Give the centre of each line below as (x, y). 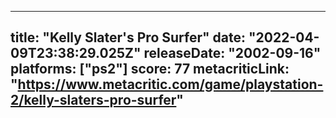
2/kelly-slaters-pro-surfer (93, 100)
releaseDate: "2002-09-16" (232, 53)
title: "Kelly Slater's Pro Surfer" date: (128, 37)
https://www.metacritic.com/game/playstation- (170, 84)
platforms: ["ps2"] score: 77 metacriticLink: (150, 69)
